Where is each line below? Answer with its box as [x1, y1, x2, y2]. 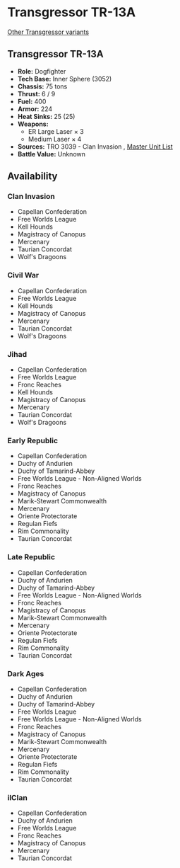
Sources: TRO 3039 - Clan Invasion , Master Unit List [17, 142, 173, 151]
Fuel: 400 [17, 97, 47, 105]
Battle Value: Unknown [17, 149, 86, 158]
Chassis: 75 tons [17, 82, 68, 91]
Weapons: [17, 120, 49, 128]
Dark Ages [7, 668, 44, 678]
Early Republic [7, 435, 59, 445]
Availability [7, 171, 58, 183]
